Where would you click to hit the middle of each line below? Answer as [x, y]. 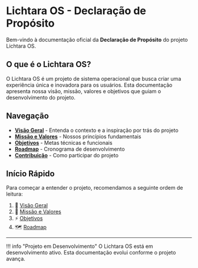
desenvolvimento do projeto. [41, 97]
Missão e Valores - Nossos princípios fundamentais [78, 136]
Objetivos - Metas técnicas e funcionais [64, 143]
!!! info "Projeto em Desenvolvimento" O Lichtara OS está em [80, 246]
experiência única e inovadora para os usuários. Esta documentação [89, 85]
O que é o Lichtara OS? [49, 64]
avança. [16, 259]
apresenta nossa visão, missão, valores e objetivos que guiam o [84, 91]
